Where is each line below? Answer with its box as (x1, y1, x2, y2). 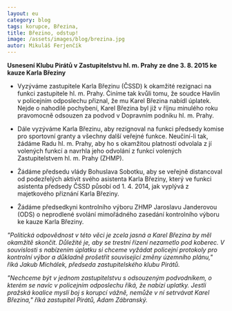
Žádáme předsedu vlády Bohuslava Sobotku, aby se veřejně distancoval (17, 167, 223, 176)
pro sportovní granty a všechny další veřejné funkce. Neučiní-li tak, (17, 132, 209, 140)
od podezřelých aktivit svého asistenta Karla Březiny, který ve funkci (17, 175, 212, 183)
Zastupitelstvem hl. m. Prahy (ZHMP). (17, 154, 124, 162)
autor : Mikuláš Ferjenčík (7, 42, 81, 49)
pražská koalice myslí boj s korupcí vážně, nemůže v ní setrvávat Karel (7, 288, 210, 296)
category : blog (7, 17, 51, 23)
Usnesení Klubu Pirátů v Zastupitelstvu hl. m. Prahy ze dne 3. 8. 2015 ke (7, 62, 217, 69)
